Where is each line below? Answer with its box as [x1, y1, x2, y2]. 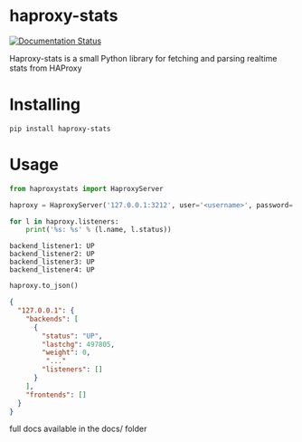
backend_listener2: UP [9, 250, 95, 259]
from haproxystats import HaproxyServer [9, 184, 165, 193]
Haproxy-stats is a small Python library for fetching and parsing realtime [9, 53, 278, 63]
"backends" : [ [25, 314, 79, 323]
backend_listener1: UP [9, 242, 95, 251]
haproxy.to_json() [9, 282, 79, 291]
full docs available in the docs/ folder [9, 423, 147, 435]
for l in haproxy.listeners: [9, 216, 119, 226]
